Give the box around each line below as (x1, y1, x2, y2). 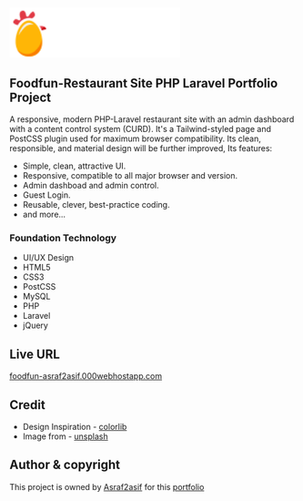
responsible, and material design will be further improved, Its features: (9, 143, 273, 154)
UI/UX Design (22, 252, 75, 263)
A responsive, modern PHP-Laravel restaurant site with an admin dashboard (9, 114, 295, 125)
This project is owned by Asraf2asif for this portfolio (9, 481, 205, 492)
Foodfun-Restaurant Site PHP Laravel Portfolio (9, 76, 278, 91)
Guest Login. (22, 189, 71, 200)
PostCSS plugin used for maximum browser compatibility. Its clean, (9, 133, 261, 144)
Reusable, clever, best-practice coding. (22, 199, 170, 210)
